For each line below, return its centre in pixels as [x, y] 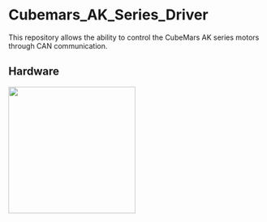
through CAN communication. [58, 45]
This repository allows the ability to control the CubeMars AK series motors [134, 37]
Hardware [34, 72]
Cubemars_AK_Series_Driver [108, 15]
